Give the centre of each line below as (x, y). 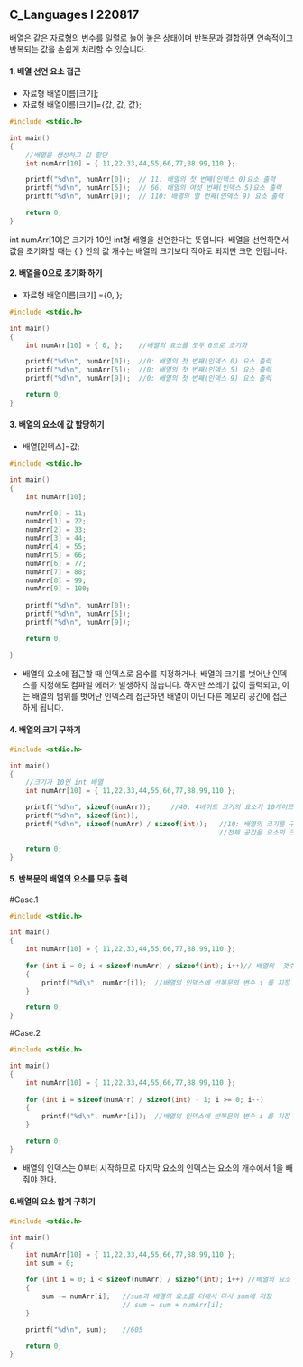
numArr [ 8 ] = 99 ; (56, 580)
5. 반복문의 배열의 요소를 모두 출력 (69, 878)
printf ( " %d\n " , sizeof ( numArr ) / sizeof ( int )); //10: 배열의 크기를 (156, 824)
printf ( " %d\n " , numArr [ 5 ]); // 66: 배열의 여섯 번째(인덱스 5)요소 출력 (154, 188)
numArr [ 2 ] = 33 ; (56, 530)
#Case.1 (24, 900)
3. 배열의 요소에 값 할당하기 (57, 425)
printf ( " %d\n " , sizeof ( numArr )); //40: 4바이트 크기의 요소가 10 (150, 807)
